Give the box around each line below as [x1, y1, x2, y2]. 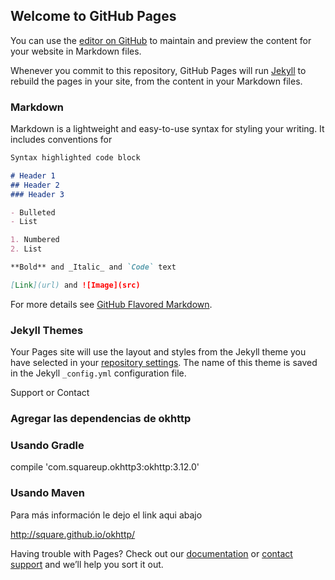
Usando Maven [10, 486, 85, 500]
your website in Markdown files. [10, 45, 142, 57]
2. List [10, 244, 43, 254]
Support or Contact [10, 387, 90, 399]
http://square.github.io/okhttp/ [10, 528, 136, 540]
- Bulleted [10, 207, 56, 218]
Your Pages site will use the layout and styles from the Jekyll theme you [10, 346, 307, 358]
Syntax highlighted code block [10, 153, 141, 163]
